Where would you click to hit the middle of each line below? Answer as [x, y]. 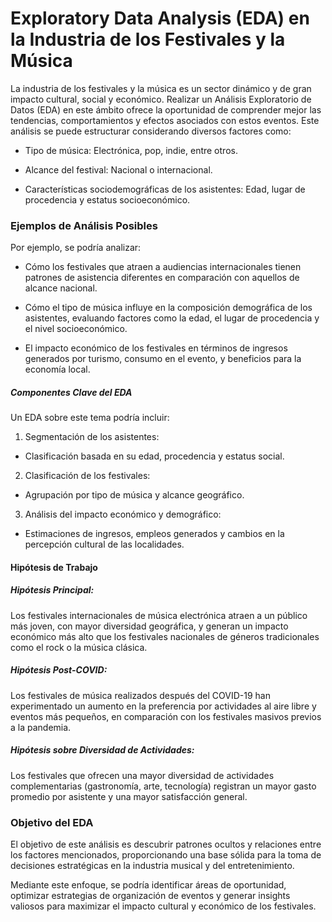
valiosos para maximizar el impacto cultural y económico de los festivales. [163, 906]
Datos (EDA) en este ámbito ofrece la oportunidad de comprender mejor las [166, 109]
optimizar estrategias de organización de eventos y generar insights [150, 895]
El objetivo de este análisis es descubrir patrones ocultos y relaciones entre [166, 844]
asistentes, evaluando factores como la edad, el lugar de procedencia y [172, 318]
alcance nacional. [61, 288]
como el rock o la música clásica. [79, 647]
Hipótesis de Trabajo [54, 567]
